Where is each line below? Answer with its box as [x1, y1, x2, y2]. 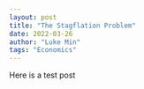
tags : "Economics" [9, 46, 77, 55]
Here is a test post [9, 70, 76, 80]
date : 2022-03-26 [9, 29, 73, 38]
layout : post [9, 12, 57, 22]
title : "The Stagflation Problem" [9, 21, 137, 30]
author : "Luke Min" [9, 37, 81, 47]
